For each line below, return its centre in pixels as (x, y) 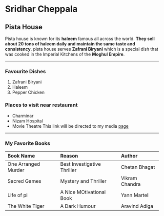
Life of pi (18, 195)
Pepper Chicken (28, 92)
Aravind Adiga (137, 206)
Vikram (129, 178)
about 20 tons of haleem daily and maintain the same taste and (70, 44)
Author (129, 156)
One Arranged (24, 164)
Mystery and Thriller (83, 181)
